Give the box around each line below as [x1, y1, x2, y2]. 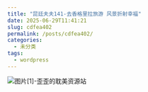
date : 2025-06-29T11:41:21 [7, 17, 87, 24]
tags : [7, 50, 23, 57]
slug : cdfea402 [7, 23, 52, 30]
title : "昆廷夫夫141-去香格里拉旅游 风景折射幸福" [7, 10, 142, 18]
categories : [7, 37, 42, 44]
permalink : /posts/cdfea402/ [7, 30, 93, 38]
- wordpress [13, 57, 50, 64]
